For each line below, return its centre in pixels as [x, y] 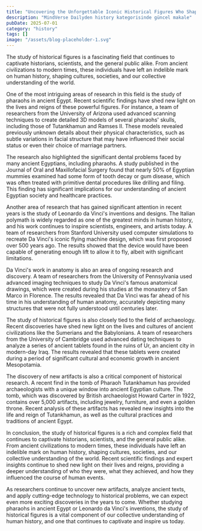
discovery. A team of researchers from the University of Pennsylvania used [99, 276]
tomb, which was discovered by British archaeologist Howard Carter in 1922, [101, 396]
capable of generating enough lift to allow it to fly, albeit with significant [95, 252]
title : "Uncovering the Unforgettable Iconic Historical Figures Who [95, 12]
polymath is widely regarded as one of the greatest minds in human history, [100, 220]
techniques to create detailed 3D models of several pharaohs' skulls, [91, 120]
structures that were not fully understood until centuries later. [82, 308]
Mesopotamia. [24, 365]
